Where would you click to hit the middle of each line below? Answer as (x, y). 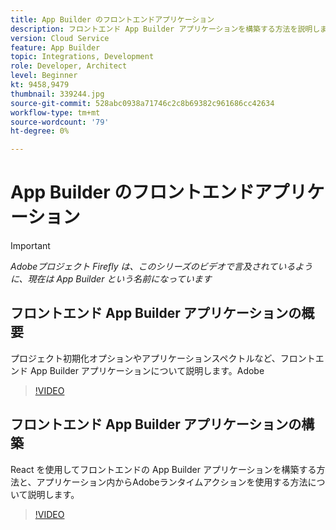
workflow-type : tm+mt (55, 112)
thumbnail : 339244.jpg (57, 94)
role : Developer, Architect (69, 66)
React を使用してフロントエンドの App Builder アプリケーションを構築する (163, 469)
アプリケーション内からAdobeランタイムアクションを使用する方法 (172, 482)
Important (30, 246)
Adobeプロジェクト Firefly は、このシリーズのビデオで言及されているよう (161, 267)
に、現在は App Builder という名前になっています (111, 279)
